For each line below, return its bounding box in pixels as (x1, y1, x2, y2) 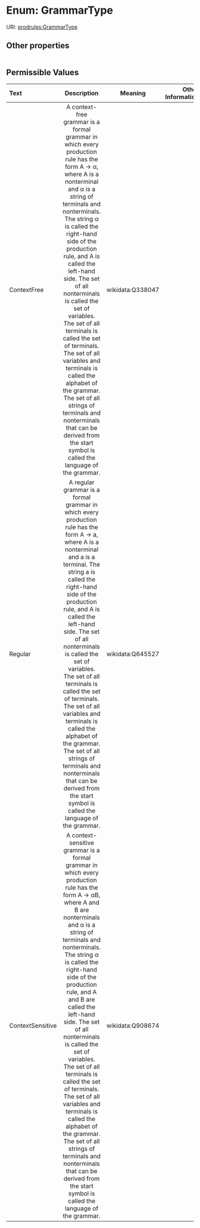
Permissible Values (6, 67, 79, 78)
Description (64, 89, 99, 97)
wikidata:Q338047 (106, 285, 160, 294)
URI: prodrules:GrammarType (6, 23, 78, 30)
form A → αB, (62, 891, 101, 899)
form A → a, (65, 530, 98, 538)
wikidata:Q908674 (106, 1021, 160, 1030)
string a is (68, 568, 96, 576)
